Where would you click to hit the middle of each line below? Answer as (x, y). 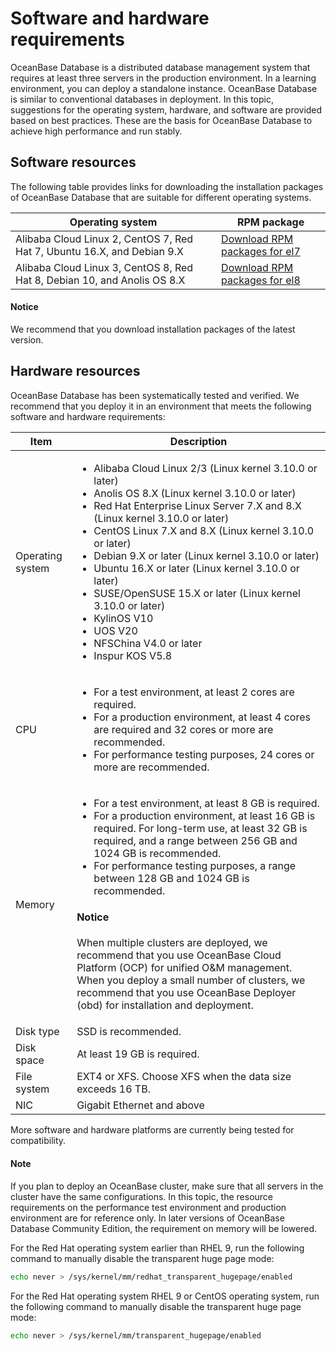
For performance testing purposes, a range (195, 865)
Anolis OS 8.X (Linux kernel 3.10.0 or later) (195, 493)
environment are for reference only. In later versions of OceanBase (147, 1218)
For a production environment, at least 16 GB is (204, 815)
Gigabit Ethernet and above (140, 1105)
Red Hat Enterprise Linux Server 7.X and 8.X (197, 505)
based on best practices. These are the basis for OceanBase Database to (161, 120)
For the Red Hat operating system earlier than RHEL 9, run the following (157, 1248)
